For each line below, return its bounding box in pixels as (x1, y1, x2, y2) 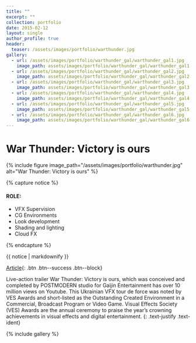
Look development (14, 218, 60, 225)
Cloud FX (14, 230, 37, 237)
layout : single (6, 30, 43, 36)
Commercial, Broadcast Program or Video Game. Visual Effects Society (6, 300, 178, 307)
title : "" (6, 8, 30, 15)
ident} (6, 319, 20, 326)
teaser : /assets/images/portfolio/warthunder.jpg (11, 47, 135, 53)
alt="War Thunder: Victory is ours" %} (6, 168, 98, 175)
